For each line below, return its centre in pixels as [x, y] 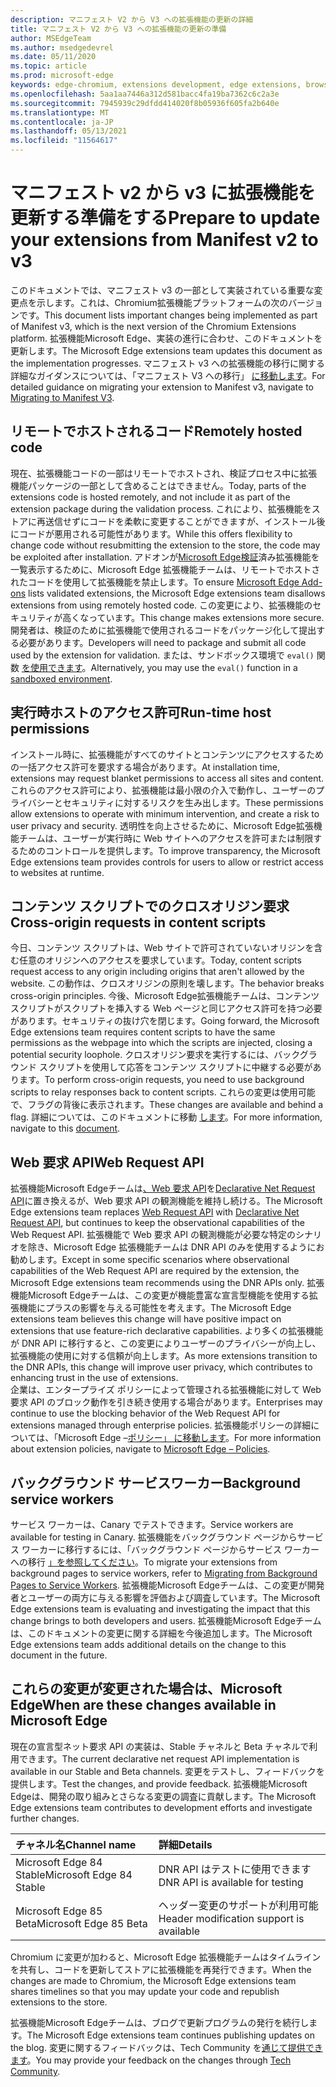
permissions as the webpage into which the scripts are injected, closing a [161, 1043]
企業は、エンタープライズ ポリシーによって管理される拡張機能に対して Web [166, 1390]
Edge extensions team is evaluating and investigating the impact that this [160, 1609]
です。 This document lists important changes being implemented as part [168, 315]
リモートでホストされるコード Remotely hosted [156, 431]
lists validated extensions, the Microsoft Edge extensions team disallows [177, 593]
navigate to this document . [65, 1128]
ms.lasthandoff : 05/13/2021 [69, 131]
